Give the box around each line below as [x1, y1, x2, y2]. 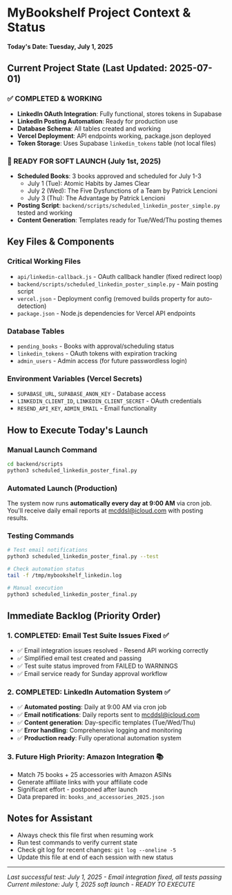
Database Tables [7, 326, 65, 336]
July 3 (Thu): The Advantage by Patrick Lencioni [27, 193, 166, 202]
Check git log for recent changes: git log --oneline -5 [17, 845, 177, 854]
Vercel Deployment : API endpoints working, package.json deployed [17, 131, 211, 139]
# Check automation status [7, 565, 85, 572]
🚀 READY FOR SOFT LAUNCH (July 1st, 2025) [7, 156, 162, 166]
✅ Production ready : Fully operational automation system [17, 734, 182, 742]
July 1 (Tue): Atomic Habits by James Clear [27, 179, 150, 187]
